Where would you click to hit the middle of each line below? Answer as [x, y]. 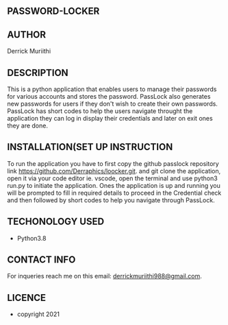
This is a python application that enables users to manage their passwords [112, 89]
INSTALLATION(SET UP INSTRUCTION [90, 147]
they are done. [27, 125]
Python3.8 [31, 238]
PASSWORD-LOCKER [53, 11]
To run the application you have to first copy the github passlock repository [113, 163]
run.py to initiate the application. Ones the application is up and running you [114, 185]
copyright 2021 [38, 314]
